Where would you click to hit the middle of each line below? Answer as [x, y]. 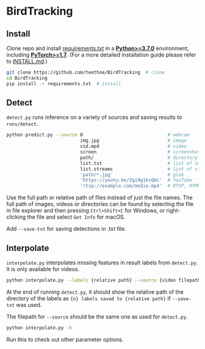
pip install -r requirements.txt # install [64, 83]
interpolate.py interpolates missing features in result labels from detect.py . [102, 263]
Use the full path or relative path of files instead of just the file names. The [100, 198]
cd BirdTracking [27, 78]
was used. [29, 305]
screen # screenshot [140, 152]
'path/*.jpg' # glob [132, 175]
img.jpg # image [134, 141]
